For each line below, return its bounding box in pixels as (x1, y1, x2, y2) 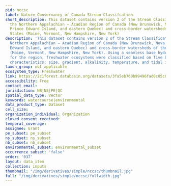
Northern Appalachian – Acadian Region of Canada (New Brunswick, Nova (10, 41, 165, 46)
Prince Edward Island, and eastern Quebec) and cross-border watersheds (10, 26, 167, 32)
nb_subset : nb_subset (5, 140, 51, 145)
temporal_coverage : (5, 121, 47, 126)
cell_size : (5, 107, 28, 112)
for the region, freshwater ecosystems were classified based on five (10, 55, 163, 60)
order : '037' (5, 154, 33, 160)
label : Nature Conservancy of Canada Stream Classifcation (5, 12, 133, 17)
